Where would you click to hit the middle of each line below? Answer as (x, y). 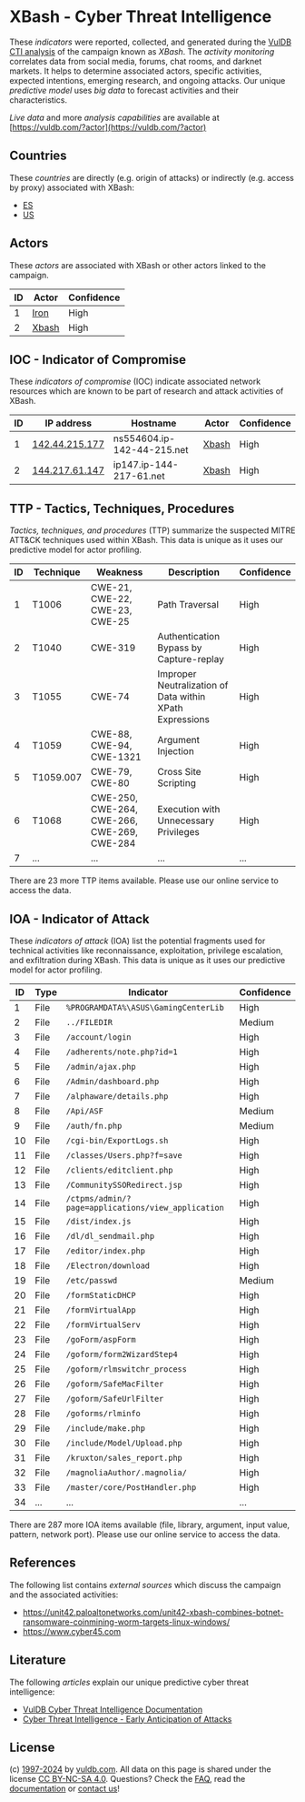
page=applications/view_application (145, 1208)
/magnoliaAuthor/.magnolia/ (127, 1472)
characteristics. (39, 100)
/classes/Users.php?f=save (124, 1156)
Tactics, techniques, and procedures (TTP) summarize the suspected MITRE (152, 530)
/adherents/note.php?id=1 (122, 1052)
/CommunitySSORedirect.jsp (124, 1185)
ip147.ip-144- (146, 465)
